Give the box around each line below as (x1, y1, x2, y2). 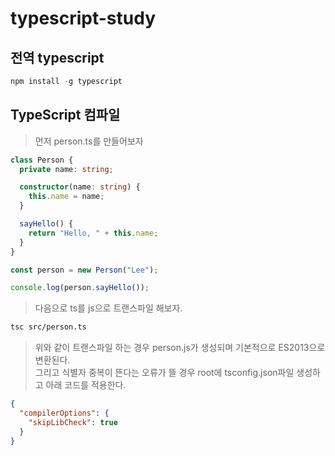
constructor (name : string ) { (19, 182, 141, 192)
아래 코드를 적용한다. (45, 379, 127, 391)
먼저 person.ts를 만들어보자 (34, 135, 144, 147)
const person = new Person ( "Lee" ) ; (10, 265, 159, 275)
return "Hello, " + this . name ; (28, 228, 159, 238)
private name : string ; (19, 164, 114, 174)
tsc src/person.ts (10, 322, 87, 332)
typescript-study (10, 7, 157, 30)
